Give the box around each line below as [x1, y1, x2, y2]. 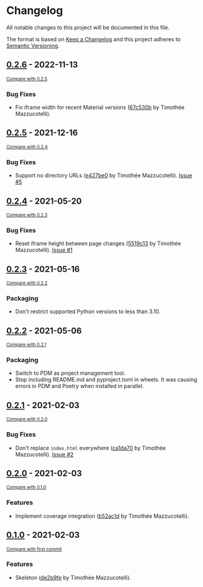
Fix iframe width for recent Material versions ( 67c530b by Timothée [15, 104, 185, 111]
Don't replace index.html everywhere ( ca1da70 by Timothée [15, 444, 166, 451]
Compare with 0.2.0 [6, 416, 48, 423]
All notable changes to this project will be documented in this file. [6, 24, 170, 31]
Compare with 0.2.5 [6, 75, 47, 82]
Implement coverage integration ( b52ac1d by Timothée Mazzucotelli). [15, 512, 190, 519]
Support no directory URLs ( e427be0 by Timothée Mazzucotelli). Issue [15, 172, 193, 179]
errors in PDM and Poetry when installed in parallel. [15, 383, 144, 390]
